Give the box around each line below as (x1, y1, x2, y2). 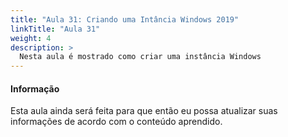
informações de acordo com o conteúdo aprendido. (10, 116, 223, 128)
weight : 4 (10, 33, 52, 43)
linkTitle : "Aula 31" (10, 24, 101, 34)
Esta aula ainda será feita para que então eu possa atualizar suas (10, 105, 278, 117)
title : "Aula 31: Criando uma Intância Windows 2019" (10, 14, 240, 25)
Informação (10, 82, 60, 95)
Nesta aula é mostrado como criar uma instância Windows (19, 52, 262, 62)
